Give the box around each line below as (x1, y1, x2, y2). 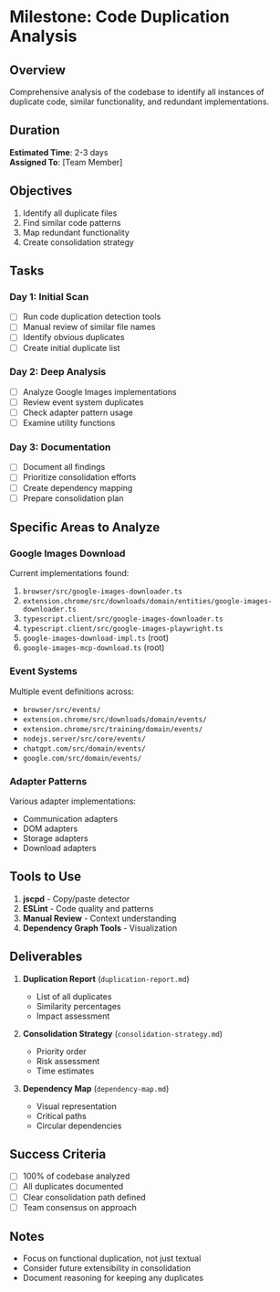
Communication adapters (22, 813, 119, 824)
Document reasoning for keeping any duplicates (22, 1273, 203, 1284)
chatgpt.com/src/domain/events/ (22, 743, 146, 753)
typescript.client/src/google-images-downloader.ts (22, 614, 223, 624)
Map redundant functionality (22, 227, 130, 238)
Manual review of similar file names (22, 322, 156, 333)
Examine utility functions (22, 418, 116, 429)
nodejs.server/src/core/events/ (22, 734, 146, 743)
